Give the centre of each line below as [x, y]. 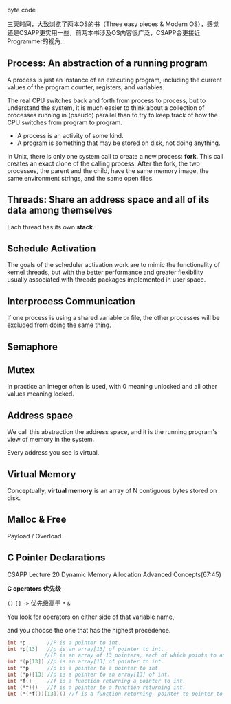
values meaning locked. [41, 394]
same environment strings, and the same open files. [81, 178]
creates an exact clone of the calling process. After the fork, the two [104, 163]
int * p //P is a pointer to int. [64, 643]
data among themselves [60, 211]
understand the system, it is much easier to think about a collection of [106, 107]
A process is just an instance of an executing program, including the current [114, 80]
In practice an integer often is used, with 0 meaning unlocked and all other [112, 387]
